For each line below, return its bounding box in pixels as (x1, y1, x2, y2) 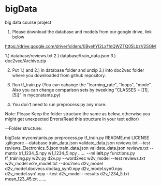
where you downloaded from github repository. (12, 72, 106, 78)
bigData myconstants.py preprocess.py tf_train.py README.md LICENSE (5, 135, 149, 140)
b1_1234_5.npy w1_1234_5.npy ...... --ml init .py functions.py (18, 150, 135, 156)
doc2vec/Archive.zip (5, 58, 46, 63)
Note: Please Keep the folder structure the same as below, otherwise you (5, 110, 150, 117)
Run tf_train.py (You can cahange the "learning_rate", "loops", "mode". (12, 81, 152, 88)
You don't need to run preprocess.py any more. (12, 101, 106, 107)
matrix (5, 150, 18, 156)
